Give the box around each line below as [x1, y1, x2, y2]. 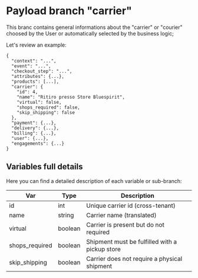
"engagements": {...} [11, 140, 65, 146]
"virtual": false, [16, 99, 62, 105]
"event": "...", [11, 63, 51, 69]
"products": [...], [11, 79, 60, 84]
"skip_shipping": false [16, 109, 75, 116]
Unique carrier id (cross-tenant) [86, 201, 176, 210]
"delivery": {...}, [11, 125, 60, 131]
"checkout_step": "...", [11, 68, 72, 74]
